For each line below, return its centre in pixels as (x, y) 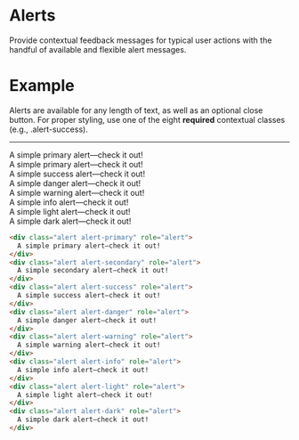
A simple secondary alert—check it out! (93, 271)
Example (42, 86)
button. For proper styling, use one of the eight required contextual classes (147, 119)
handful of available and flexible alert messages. (98, 49)
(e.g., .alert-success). (49, 129)
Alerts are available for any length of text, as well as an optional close (136, 110)
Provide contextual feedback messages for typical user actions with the (141, 40)
